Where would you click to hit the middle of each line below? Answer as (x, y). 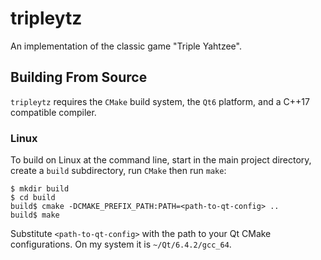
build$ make (35, 215)
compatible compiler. (53, 112)
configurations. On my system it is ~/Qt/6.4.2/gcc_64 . (121, 244)
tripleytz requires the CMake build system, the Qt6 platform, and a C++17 (160, 101)
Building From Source (79, 77)
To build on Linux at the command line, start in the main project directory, (161, 160)
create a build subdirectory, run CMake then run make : (118, 171)
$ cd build (33, 198)
